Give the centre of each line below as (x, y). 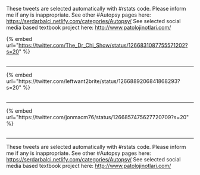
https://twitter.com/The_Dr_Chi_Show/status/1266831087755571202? (103, 45)
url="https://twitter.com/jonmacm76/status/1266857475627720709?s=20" (98, 117)
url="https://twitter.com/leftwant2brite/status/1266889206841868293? (93, 81)
